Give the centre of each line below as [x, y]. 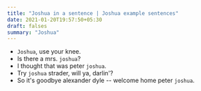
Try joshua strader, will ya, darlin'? [65, 73]
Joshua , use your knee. [49, 52]
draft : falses [27, 26]
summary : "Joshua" [33, 32]
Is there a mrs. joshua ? [49, 59]
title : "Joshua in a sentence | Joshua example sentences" [93, 13]
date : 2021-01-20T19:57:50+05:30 [55, 20]
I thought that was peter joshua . [62, 66]
